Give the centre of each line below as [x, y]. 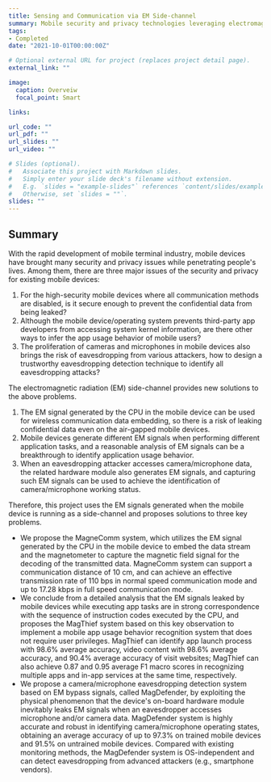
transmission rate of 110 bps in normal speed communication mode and [138, 580]
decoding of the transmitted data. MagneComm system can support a [136, 563]
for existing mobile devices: [54, 279]
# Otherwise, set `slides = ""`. [68, 194]
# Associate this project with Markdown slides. [95, 171]
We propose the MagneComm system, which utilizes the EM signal [131, 537]
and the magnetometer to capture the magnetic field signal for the [129, 555]
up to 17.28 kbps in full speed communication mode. [106, 589]
